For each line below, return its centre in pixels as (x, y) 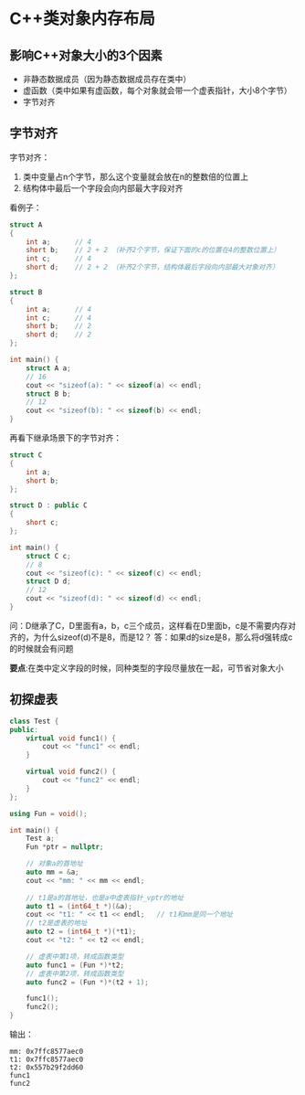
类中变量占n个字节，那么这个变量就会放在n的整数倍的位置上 (136, 176)
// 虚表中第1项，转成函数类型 (75, 956)
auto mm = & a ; (53, 872)
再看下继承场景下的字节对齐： (65, 438)
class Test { (34, 721)
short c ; (42, 523)
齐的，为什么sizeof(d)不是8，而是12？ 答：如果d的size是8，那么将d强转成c (151, 637)
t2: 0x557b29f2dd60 (47, 1068)
